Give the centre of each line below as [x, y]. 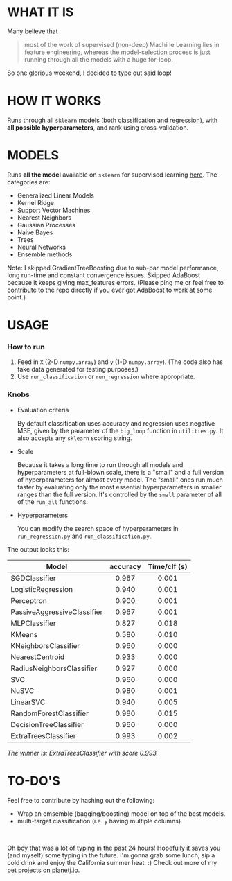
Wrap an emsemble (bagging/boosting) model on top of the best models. [121, 813]
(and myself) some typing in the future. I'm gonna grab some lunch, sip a [111, 855]
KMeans [24, 634]
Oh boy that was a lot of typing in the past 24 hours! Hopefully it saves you [114, 848]
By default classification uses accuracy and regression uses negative [116, 423]
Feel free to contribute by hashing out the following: [81, 800]
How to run [26, 347]
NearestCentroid [38, 657]
